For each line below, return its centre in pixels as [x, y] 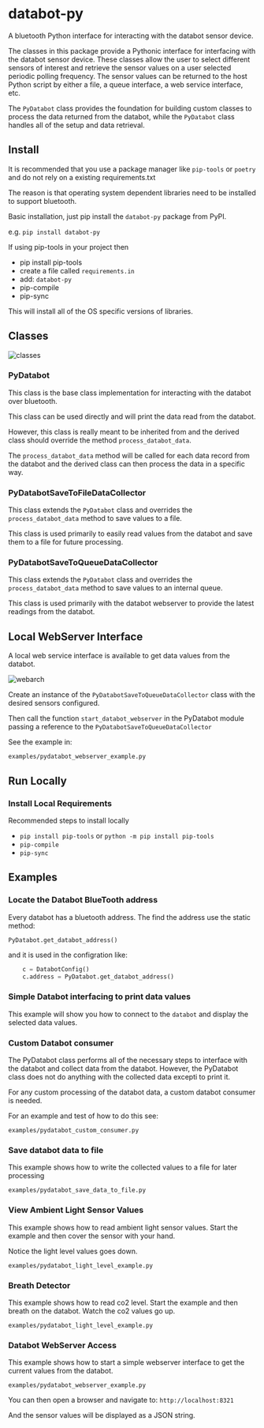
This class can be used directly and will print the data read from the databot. [132, 416]
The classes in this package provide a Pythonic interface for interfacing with [132, 51]
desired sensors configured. [54, 703]
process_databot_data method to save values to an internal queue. [115, 588]
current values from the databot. [61, 1371]
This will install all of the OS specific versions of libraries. [100, 311]
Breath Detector [39, 1285]
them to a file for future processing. [66, 542]
